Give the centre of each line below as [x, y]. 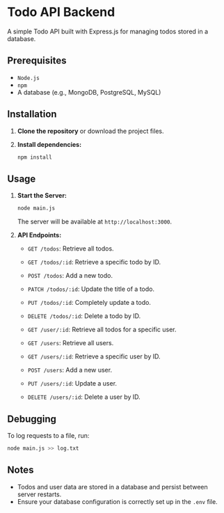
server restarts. [39, 494]
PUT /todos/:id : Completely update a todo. [89, 303]
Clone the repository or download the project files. [90, 131]
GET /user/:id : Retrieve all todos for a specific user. [102, 330]
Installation [32, 115]
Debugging [32, 419]
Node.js [28, 78]
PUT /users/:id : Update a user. [72, 384]
